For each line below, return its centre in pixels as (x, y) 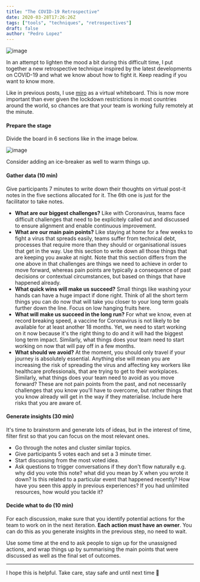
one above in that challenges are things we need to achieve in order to (101, 263)
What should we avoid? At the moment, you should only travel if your (100, 352)
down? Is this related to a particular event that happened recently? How (102, 479)
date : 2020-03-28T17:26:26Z (41, 17)
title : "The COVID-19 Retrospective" (53, 12)
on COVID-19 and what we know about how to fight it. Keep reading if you (97, 75)
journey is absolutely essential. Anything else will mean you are (92, 359)
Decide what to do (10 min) (40, 505)
